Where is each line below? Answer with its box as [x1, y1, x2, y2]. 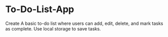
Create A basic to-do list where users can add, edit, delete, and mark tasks [5, 20, 163, 26]
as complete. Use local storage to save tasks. [5, 25, 101, 31]
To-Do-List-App [5, 4, 74, 15]
